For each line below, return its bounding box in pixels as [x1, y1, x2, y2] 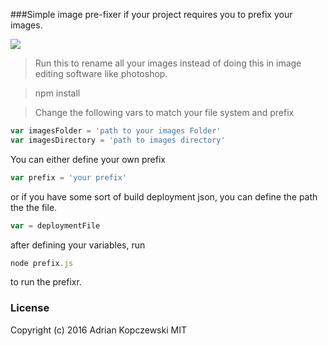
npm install [34, 87, 81, 99]
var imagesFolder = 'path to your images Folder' [10, 126, 222, 136]
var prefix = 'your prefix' [10, 172, 128, 183]
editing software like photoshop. [34, 68, 168, 79]
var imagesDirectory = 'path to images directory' [10, 135, 226, 145]
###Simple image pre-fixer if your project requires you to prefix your [10, 9, 293, 20]
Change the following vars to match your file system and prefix [34, 107, 295, 118]
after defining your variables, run [10, 239, 146, 251]
